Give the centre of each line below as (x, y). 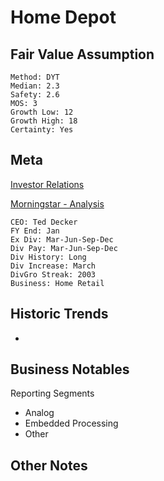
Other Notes (49, 465)
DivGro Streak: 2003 (53, 274)
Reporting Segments (52, 393)
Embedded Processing (71, 423)
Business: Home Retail (57, 283)
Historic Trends (59, 314)
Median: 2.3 (35, 86)
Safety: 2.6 (35, 95)
